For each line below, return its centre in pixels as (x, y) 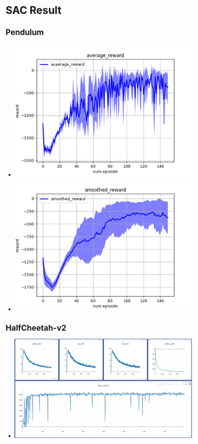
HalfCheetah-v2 (36, 328)
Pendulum (25, 32)
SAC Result (34, 10)
